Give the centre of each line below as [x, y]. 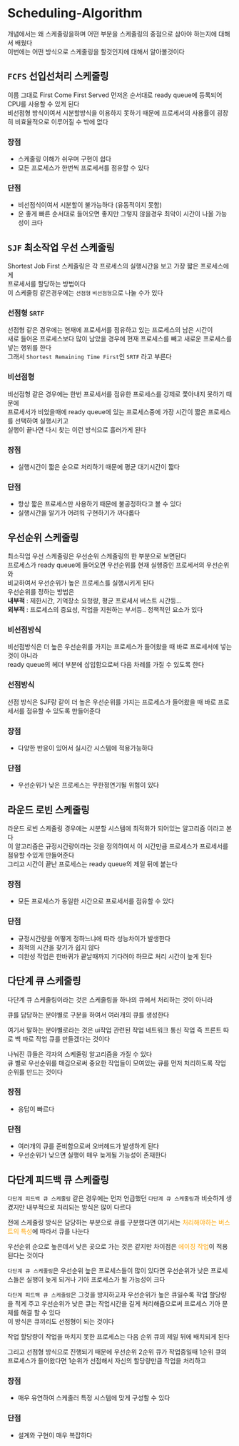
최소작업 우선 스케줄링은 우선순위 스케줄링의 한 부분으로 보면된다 [97, 556]
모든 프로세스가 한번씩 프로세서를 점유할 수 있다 [83, 168]
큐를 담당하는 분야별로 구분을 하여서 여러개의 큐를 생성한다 [88, 1015]
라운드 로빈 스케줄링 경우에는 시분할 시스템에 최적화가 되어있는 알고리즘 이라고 [116, 828]
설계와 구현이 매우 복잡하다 [55, 1435]
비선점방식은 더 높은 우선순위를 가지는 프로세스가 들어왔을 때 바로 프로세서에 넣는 [120, 647]
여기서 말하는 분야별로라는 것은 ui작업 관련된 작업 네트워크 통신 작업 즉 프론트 [115, 1030]
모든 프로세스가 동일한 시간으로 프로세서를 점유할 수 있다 [96, 901]
